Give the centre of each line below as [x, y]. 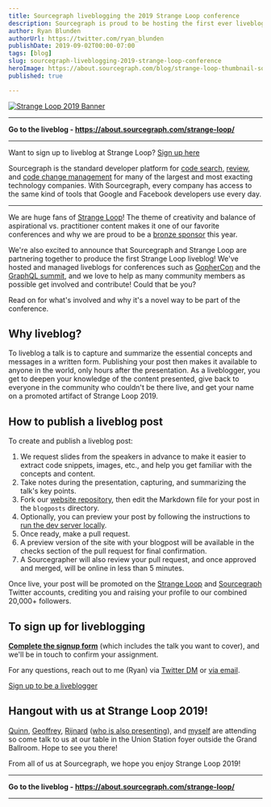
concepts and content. [57, 474]
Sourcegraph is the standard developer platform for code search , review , [129, 168]
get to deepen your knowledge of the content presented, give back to [124, 379]
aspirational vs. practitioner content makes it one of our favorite [114, 225]
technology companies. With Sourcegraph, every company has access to [130, 185]
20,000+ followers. [40, 601]
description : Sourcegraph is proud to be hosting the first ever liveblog [137, 23]
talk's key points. [48, 491]
